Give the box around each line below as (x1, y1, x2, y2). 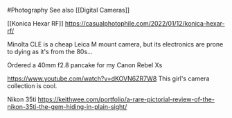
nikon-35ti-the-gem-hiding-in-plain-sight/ (7, 103, 127, 110)
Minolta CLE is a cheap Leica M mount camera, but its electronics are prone (7, 40, 224, 48)
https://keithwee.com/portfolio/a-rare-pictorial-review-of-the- (37, 95, 215, 103)
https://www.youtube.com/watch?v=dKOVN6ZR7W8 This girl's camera (7, 74, 210, 83)
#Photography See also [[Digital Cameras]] (7, 6, 130, 14)
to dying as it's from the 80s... (7, 48, 93, 56)
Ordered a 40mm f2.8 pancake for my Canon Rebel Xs (7, 61, 163, 69)
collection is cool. (7, 82, 57, 90)
